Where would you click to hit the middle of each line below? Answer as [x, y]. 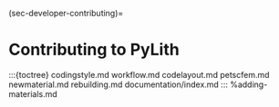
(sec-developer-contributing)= [66, 13]
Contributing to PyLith [94, 50]
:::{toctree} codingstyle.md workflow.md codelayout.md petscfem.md [139, 74]
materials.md [33, 93]
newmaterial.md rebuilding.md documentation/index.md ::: [119, 84]
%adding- [249, 84]
